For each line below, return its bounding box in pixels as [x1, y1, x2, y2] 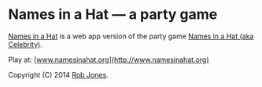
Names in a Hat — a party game [8, 5, 218, 24]
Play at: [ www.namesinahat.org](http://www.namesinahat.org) [8, 55, 209, 64]
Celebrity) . [8, 39, 43, 49]
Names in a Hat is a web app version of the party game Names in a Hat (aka [8, 31, 254, 41]
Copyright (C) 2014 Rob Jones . [8, 70, 109, 79]
